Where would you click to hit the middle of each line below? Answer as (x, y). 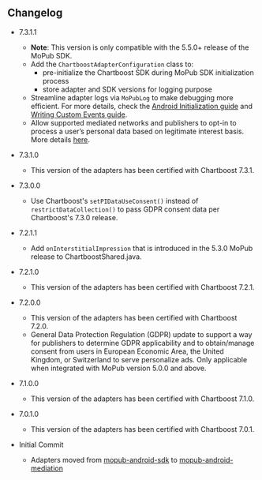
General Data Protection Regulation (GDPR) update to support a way (141, 334)
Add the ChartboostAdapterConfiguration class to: (112, 64)
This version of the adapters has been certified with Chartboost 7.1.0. (142, 399)
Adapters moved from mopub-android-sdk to (104, 459)
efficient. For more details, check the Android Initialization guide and (142, 106)
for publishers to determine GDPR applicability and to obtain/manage (142, 343)
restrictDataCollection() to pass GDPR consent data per (125, 209)
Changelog (35, 13)
